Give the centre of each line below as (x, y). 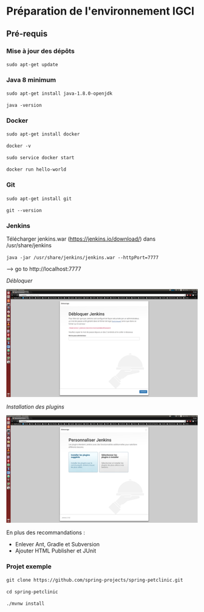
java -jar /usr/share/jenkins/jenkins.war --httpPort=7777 (83, 258)
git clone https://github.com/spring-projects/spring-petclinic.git (95, 580)
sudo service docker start (40, 158)
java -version (24, 105)
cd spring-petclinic (32, 592)
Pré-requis (27, 34)
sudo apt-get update (32, 64)
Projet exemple (29, 566)
